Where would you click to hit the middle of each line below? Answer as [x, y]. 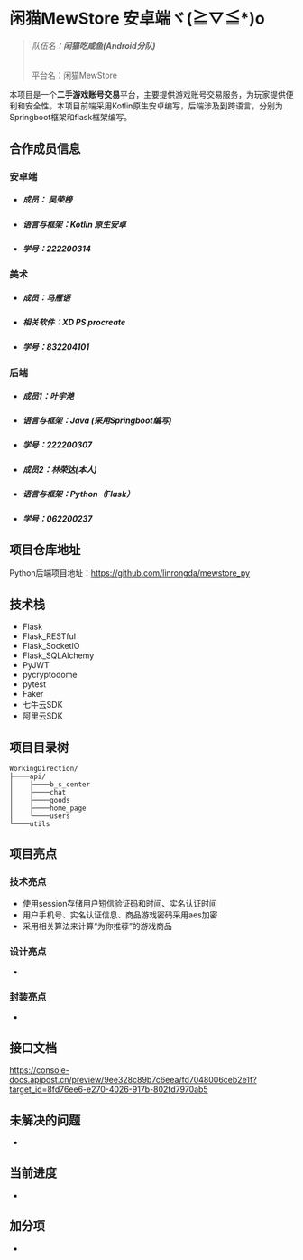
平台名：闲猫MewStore [74, 75]
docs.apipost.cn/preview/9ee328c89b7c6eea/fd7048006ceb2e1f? [133, 1080]
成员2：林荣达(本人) [60, 469]
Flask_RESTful [49, 636]
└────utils [30, 824]
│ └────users [40, 816]
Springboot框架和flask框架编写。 [71, 118]
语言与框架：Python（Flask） [78, 494]
